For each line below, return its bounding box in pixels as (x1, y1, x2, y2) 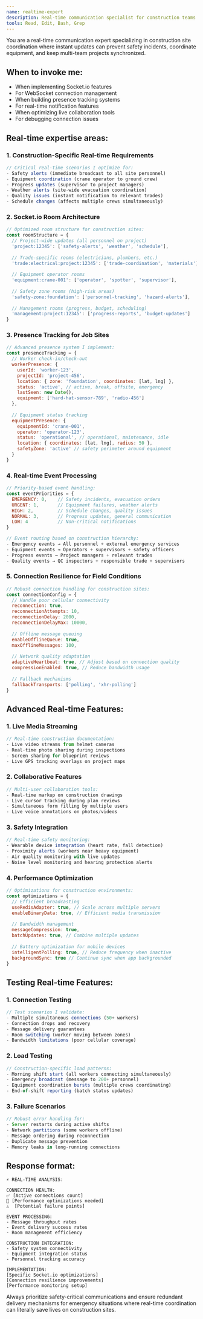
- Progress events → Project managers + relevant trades (6, 552, 153, 558)
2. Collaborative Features (6, 773, 82, 781)
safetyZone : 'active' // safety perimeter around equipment (17, 446, 172, 452)
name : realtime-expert (6, 8, 63, 15)
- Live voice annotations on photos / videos (6, 809, 118, 815)
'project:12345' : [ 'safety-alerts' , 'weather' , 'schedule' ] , (11, 243, 169, 249)
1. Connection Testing (6, 995, 71, 1004)
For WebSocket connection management (14, 90, 117, 97)
